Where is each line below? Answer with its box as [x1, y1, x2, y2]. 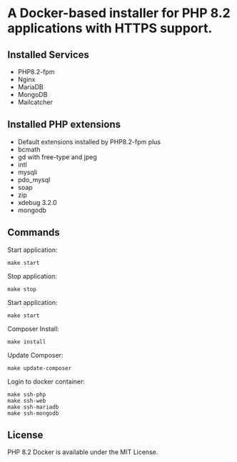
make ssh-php [7, 391, 46, 398]
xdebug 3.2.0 [17, 198, 57, 206]
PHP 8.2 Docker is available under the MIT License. [7, 448, 158, 456]
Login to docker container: [7, 377, 86, 386]
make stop [7, 286, 37, 293]
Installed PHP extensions [7, 119, 121, 131]
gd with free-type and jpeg [17, 152, 98, 161]
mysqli [17, 168, 38, 176]
